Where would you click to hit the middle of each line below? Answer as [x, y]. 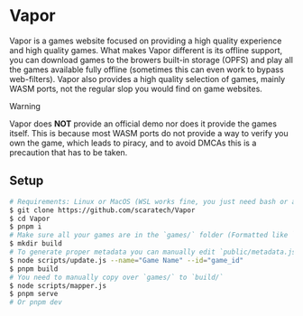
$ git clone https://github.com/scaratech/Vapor [102, 210]
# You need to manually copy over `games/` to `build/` [116, 277]
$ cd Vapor [30, 218]
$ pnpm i [26, 227]
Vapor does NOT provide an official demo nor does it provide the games [143, 124]
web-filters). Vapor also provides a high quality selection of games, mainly [147, 79]
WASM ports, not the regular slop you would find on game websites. [136, 88]
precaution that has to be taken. [69, 152]
